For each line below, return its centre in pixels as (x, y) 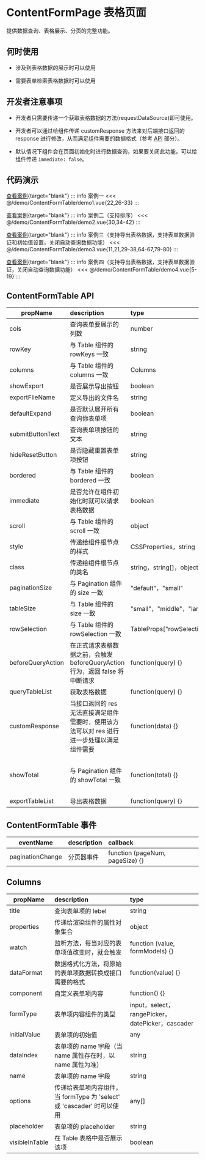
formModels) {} (152, 951)
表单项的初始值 (76, 1035)
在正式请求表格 (91, 646)
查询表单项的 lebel (80, 911)
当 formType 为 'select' (87, 1096)
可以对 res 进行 (97, 731)
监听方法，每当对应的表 (88, 943)
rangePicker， (150, 1014)
